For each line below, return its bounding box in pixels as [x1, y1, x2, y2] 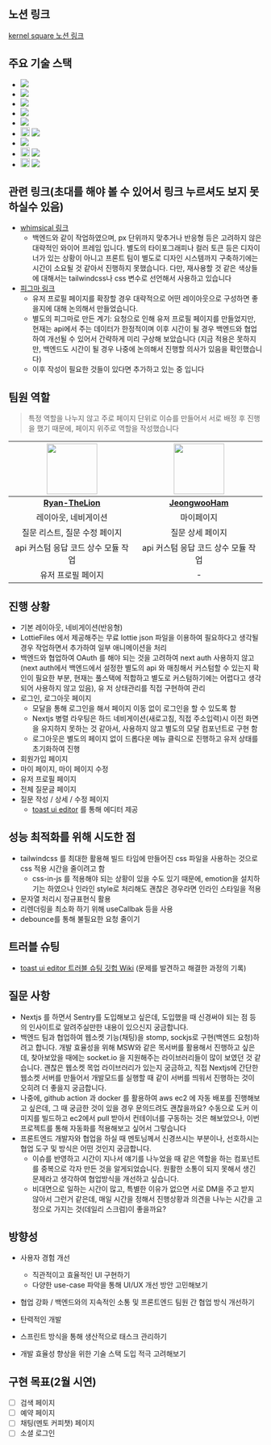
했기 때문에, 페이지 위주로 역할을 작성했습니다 [36, 424, 179, 433]
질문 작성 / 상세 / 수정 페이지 [19, 795, 110, 805]
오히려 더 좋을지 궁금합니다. [19, 1083, 107, 1092]
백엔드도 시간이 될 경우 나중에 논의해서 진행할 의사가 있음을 [43, 344, 228, 354]
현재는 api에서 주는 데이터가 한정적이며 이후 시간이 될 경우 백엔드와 [31, 324, 243, 334]
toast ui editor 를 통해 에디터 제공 [31, 805, 139, 814]
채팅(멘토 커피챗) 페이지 [19, 1418, 95, 1428]
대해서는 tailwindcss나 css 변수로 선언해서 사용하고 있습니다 [40, 273, 232, 283]
